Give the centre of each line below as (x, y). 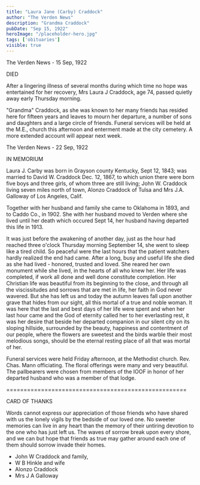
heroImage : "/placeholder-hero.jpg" (52, 34)
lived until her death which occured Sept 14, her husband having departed (98, 221)
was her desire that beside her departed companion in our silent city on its (98, 322)
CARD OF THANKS (29, 401)
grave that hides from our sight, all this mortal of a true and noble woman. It (99, 302)
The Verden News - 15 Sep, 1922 (47, 62)
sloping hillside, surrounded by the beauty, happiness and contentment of (97, 328)
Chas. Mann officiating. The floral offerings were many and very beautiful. (97, 365)
